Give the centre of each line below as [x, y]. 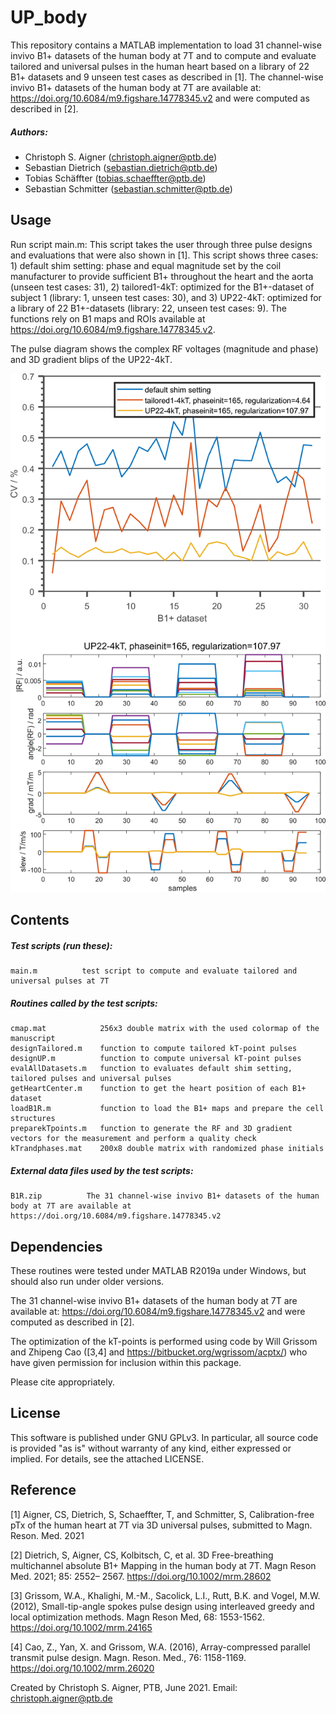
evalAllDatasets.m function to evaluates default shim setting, [151, 1069]
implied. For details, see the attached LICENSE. [107, 1458]
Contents [40, 920]
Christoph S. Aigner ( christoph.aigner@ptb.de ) [121, 157]
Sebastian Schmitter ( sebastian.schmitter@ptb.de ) [128, 188]
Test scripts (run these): [61, 945]
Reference [43, 1490]
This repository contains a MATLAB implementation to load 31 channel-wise [166, 45]
